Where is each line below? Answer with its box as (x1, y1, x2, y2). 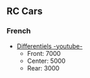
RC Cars (6, 6, 43, 17)
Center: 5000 (27, 57, 66, 65)
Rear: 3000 (27, 64, 60, 72)
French (6, 26, 31, 36)
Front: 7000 (27, 49, 61, 57)
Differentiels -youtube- (16, 41, 83, 50)
